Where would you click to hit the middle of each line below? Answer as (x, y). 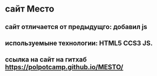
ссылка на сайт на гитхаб (46, 60)
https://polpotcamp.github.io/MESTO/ (64, 67)
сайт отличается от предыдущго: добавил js (76, 27)
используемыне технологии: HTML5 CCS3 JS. (79, 43)
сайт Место (30, 9)
